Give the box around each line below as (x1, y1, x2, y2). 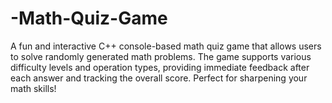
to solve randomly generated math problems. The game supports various (10, 50, 312, 62)
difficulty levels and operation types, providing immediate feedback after (10, 61, 310, 73)
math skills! (10, 82, 57, 94)
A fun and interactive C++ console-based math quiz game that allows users (10, 40, 322, 52)
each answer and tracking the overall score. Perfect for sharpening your (10, 72, 308, 84)
